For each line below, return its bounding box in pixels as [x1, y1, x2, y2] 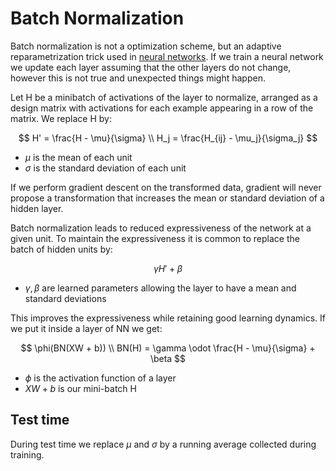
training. [10, 448, 45, 461]
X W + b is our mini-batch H [24, 382, 137, 394]
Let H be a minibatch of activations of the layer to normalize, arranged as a [10, 91, 318, 103]
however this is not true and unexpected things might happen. [10, 72, 266, 84]
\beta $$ [149, 352, 187, 364]
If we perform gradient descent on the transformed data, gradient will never [10, 181, 322, 193]
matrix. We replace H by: [10, 112, 112, 124]
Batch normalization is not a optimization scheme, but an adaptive [10, 40, 282, 52]
